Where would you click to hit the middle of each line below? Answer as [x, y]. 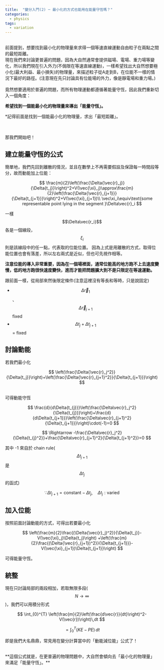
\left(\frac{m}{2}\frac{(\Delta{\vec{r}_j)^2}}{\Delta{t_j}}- [85, 533]
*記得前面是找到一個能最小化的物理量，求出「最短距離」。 [63, 117]
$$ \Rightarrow [57, 432]
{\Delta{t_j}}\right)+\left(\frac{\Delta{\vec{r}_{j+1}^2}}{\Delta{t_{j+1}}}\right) [82, 377]
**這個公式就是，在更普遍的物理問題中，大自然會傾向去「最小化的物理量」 [80, 656]
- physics [19, 19]
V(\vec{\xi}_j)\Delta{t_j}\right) [67, 538]
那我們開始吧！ [20, 137]
